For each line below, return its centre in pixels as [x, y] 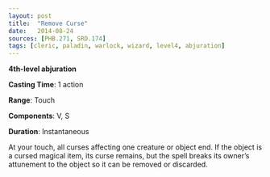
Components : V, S [39, 116]
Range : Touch [32, 100]
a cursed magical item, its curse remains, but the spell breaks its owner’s [129, 156]
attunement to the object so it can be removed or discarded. [108, 164]
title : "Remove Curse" [48, 23]
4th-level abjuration [42, 69]
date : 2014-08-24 [41, 31]
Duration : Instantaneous [49, 132]
